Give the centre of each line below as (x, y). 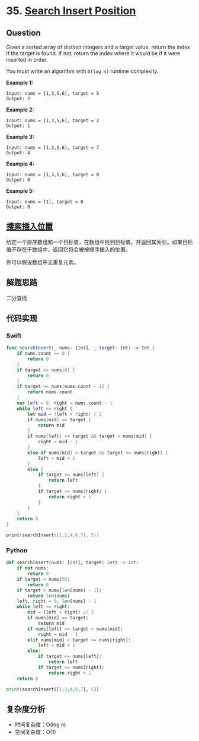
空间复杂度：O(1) (35, 732)
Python (17, 550)
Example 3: (20, 137)
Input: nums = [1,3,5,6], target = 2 (53, 120)
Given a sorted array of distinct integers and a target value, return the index (98, 47)
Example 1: (20, 82)
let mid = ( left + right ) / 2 (65, 414)
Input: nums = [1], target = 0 (45, 202)
